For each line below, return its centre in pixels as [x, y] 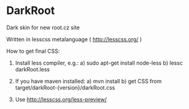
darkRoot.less [32, 69]
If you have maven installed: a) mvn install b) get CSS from [88, 81]
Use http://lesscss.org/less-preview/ [61, 99]
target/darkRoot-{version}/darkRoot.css [65, 87]
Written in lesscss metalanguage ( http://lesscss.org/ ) [74, 39]
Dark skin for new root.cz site [43, 27]
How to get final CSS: [33, 51]
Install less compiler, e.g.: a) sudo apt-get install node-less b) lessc [99, 63]
